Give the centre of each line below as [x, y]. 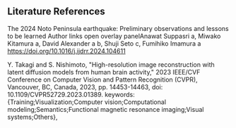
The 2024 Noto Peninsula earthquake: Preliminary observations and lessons [118, 28]
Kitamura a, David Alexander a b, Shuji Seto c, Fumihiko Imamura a [104, 43]
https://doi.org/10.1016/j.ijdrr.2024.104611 [66, 51]
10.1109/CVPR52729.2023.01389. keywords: [71, 94]
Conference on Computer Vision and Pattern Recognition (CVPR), [102, 79]
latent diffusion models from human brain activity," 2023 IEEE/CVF [104, 72]
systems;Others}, [33, 117]
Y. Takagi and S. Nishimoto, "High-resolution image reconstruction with [111, 64]
